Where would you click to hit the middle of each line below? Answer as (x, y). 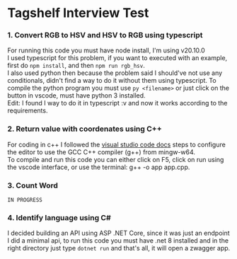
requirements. (28, 110)
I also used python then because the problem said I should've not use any (115, 73)
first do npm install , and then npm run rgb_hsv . (76, 66)
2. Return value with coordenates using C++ (85, 129)
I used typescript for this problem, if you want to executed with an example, (117, 58)
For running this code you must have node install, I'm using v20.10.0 (106, 50)
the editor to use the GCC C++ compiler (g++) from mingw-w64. (102, 152)
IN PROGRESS (25, 200)
